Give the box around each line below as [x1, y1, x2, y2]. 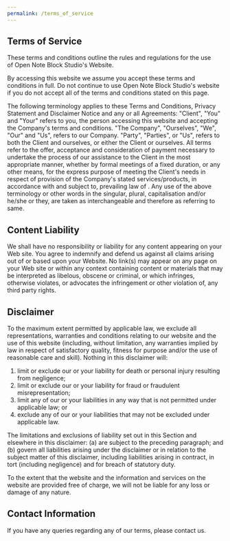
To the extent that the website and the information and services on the [7, 474, 206, 482]
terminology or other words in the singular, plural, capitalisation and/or [7, 189, 206, 198]
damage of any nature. [7, 488, 71, 496]
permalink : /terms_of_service [7, 10, 94, 17]
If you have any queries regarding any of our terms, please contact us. [7, 526, 207, 534]
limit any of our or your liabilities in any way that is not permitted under [16, 396, 217, 404]
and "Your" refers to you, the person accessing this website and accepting [7, 117, 218, 125]
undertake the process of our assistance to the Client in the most [7, 153, 191, 161]
